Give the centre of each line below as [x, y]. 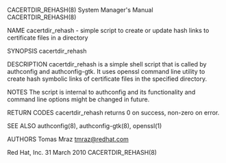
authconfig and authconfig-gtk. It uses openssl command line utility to [106, 72]
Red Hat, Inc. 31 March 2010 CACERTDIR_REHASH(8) [82, 152]
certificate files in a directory [48, 38]
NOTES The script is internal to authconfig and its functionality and [101, 92]
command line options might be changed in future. [78, 99]
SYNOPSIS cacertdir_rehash [47, 51]
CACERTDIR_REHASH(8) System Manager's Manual [80, 10]
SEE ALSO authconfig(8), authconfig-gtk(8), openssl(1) [85, 126]
